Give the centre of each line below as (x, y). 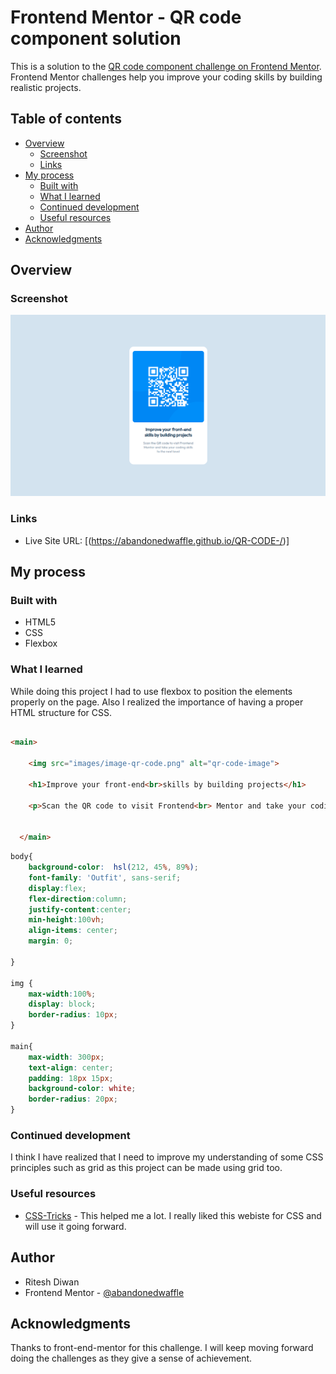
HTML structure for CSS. (61, 712)
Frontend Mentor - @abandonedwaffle (104, 1292)
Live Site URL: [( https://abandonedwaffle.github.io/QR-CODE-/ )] (157, 540)
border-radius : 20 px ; (73, 1099)
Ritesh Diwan (52, 1282)
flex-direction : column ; (78, 899)
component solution (96, 38)
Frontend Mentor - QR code (126, 17)
